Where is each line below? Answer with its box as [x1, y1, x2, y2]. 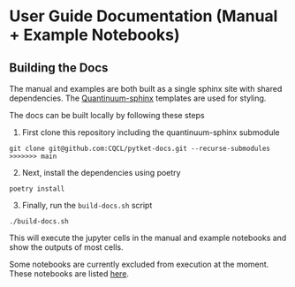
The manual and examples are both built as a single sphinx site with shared [9, 84, 283, 94]
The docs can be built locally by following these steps [9, 110, 205, 120]
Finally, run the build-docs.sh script [21, 200, 153, 210]
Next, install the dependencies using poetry [21, 168, 181, 177]
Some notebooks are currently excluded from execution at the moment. [9, 259, 269, 269]
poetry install [9, 185, 65, 193]
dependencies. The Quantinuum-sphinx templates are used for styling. [9, 93, 267, 103]
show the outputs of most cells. [9, 242, 124, 253]
